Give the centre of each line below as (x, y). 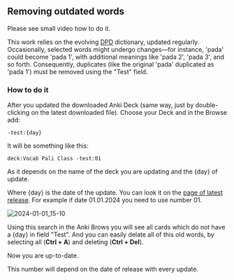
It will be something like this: (48, 146)
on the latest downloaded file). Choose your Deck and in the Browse (129, 113)
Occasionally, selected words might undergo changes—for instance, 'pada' (116, 49)
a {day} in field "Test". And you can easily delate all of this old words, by (111, 234)
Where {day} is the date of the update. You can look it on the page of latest (115, 192)
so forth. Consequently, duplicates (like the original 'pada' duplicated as (111, 64)
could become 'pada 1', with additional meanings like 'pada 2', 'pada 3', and (116, 57)
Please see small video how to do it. (59, 28)
